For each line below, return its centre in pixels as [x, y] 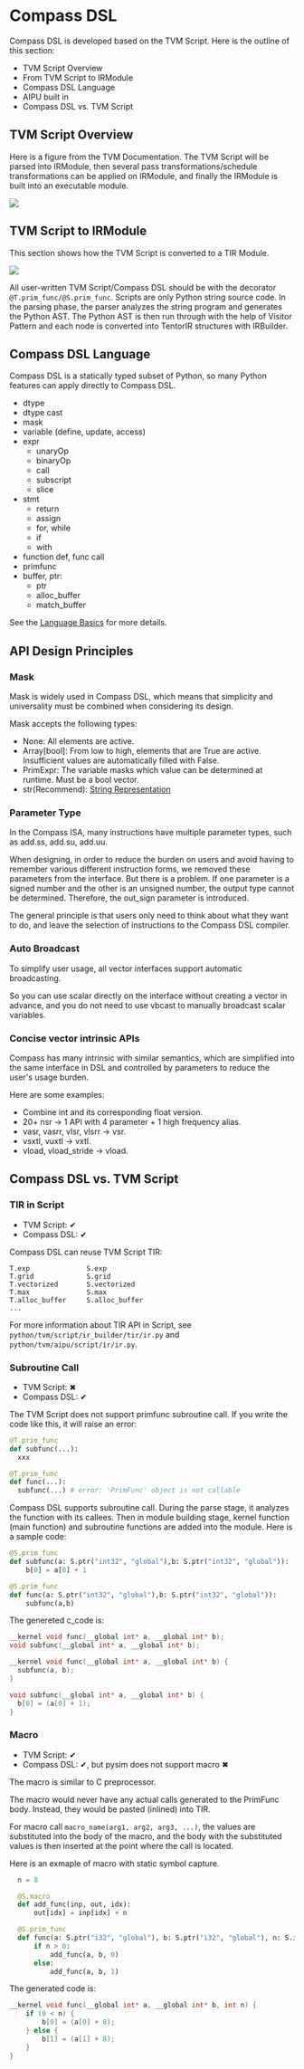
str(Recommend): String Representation [96, 789]
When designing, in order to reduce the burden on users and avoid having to [152, 860]
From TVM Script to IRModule [78, 77]
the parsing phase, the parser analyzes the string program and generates [146, 306]
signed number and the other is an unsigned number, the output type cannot [152, 889]
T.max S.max [58, 1292]
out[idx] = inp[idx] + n [80, 1913]
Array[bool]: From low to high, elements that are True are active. [142, 751]
